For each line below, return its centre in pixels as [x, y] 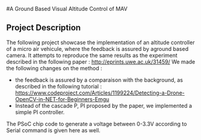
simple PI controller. [40, 112]
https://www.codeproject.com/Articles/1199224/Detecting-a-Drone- [100, 93]
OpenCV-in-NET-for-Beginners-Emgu [62, 99]
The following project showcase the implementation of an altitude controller [100, 42]
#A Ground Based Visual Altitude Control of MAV [67, 9]
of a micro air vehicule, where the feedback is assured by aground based [97, 48]
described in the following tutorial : [58, 86]
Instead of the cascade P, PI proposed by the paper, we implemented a [104, 105]
